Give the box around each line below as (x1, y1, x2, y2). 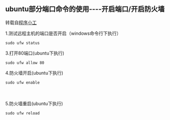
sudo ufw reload (5, 110, 40, 116)
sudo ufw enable (5, 80, 40, 85)
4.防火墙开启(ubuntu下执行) (5, 69, 64, 76)
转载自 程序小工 (5, 19, 37, 26)
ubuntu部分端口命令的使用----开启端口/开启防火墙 (5, 5, 165, 14)
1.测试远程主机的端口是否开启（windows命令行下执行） (5, 30, 122, 36)
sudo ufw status (5, 40, 40, 45)
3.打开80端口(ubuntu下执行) (5, 50, 65, 56)
